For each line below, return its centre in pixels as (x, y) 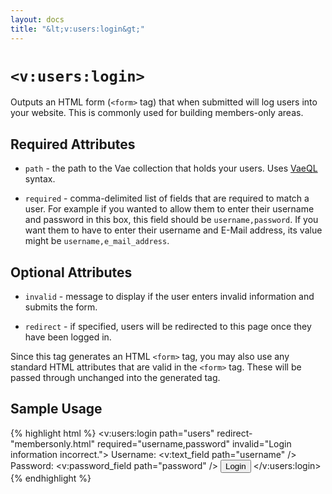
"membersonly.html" (53, 443)
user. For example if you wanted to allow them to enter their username (169, 209)
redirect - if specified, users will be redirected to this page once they (168, 327)
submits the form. (61, 307)
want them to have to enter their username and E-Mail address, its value (173, 230)
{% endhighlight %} (51, 478)
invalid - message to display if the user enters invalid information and (169, 297)
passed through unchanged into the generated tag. (115, 378)
